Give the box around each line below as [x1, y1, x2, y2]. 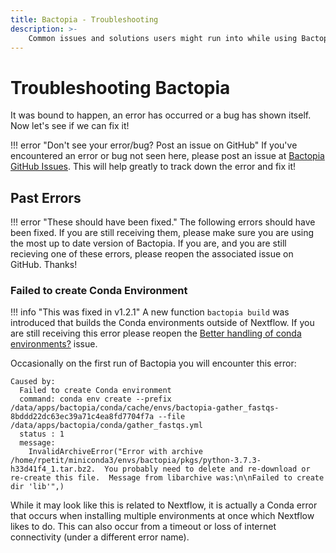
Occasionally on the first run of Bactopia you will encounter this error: [10, 357, 297, 370]
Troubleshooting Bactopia [10, 76, 231, 99]
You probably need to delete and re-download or [104, 464, 311, 475]
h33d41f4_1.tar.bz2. [10, 464, 97, 475]
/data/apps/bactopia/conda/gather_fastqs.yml [10, 421, 203, 431]
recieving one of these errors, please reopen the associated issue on [10, 248, 294, 260]
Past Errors [10, 189, 82, 206]
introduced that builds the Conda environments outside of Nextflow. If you [10, 317, 315, 329]
